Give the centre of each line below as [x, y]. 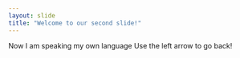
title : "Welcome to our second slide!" [75, 23]
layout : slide [32, 15]
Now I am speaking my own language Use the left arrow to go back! [120, 45]
